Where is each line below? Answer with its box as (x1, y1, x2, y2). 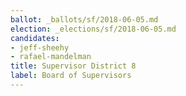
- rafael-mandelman (10, 52, 92, 62)
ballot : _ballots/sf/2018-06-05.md (10, 14, 159, 25)
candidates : (10, 33, 60, 43)
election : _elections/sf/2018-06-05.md (10, 24, 177, 34)
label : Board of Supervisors (10, 71, 132, 81)
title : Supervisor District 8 (10, 61, 137, 71)
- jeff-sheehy (10, 42, 70, 53)
